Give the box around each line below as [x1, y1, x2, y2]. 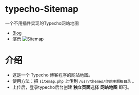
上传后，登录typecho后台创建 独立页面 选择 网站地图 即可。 [12, 84, 132, 90]
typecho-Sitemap [5, 3, 79, 15]
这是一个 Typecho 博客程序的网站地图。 [12, 72, 93, 78]
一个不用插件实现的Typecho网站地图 [5, 20, 79, 26]
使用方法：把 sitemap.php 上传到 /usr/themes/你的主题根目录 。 [12, 78, 137, 84]
